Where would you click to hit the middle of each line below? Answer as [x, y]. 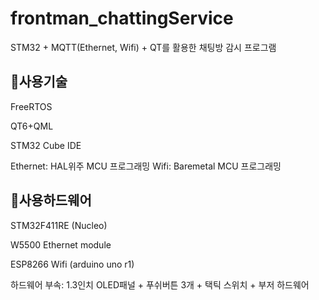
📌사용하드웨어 [51, 200]
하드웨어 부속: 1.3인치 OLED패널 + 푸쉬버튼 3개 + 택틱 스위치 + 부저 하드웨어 [160, 284]
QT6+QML [32, 126]
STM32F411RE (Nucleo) [59, 225]
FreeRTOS [31, 106]
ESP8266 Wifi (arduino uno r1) [72, 264]
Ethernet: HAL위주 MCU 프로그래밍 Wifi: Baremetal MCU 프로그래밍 [146, 166]
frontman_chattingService [122, 18]
